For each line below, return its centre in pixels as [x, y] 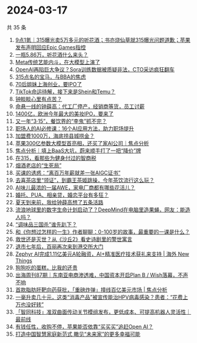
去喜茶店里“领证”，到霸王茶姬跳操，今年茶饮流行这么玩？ [85, 180]
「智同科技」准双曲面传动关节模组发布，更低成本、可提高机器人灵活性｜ [103, 312]
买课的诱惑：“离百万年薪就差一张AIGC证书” [68, 172]
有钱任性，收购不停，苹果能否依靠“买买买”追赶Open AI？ [84, 326]
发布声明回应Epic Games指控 [50, 47]
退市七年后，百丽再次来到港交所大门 [59, 246]
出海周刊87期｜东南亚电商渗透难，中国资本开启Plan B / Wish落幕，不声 [101, 275]
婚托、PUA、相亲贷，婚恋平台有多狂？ [62, 195]
